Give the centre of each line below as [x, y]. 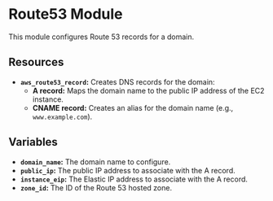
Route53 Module [66, 14]
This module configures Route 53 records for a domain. [101, 37]
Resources [36, 62]
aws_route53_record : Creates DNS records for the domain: [117, 81]
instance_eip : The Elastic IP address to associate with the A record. [134, 179]
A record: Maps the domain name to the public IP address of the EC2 [148, 90]
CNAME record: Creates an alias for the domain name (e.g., [133, 107]
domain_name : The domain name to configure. [95, 162]
